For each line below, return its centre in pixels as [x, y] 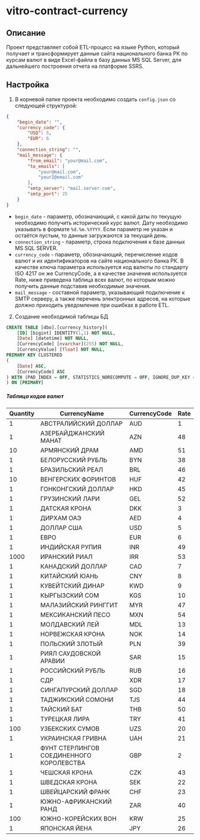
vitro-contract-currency [67, 11]
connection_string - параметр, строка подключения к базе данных [100, 242]
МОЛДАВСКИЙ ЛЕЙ [70, 624]
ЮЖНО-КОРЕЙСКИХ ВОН [79, 819]
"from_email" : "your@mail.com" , [68, 161]
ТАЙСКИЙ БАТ [61, 710]
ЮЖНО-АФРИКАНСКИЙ [76, 802]
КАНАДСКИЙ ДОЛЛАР [74, 567]
